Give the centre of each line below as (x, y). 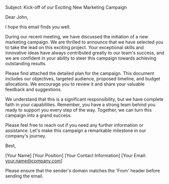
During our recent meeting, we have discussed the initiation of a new (77, 37)
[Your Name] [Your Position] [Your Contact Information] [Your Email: (76, 155)
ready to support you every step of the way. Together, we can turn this (79, 110)
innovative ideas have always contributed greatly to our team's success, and (85, 53)
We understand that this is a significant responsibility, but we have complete (84, 99)
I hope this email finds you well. (38, 27)
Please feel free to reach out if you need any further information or (74, 125)
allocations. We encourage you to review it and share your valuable (75, 84)
